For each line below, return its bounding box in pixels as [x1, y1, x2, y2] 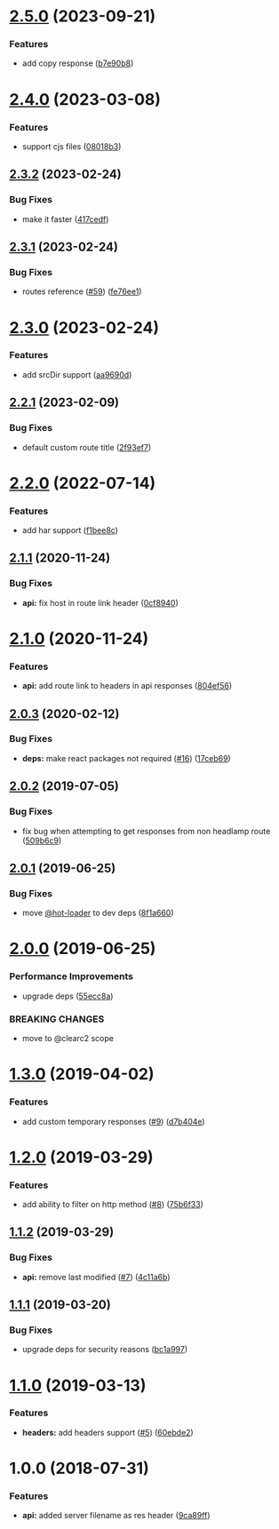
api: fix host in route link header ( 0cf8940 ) [21, 597, 179, 608]
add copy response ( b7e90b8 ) [21, 58, 134, 68]
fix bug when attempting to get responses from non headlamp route [21, 825, 271, 836]
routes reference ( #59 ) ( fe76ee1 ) [21, 286, 142, 297]
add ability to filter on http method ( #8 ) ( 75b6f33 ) [21, 1199, 204, 1209]
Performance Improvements [9, 970, 134, 983]
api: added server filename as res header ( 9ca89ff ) [21, 1510, 211, 1521]
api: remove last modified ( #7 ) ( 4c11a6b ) [21, 1271, 171, 1282]
